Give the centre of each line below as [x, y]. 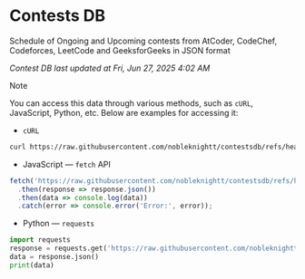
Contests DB [58, 16]
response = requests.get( [58, 249]
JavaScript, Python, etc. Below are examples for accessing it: [124, 112]
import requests [40, 240]
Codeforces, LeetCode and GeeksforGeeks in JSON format [120, 50]
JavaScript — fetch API [67, 164]
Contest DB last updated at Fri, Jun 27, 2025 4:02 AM [110, 68]
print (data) [32, 265]
